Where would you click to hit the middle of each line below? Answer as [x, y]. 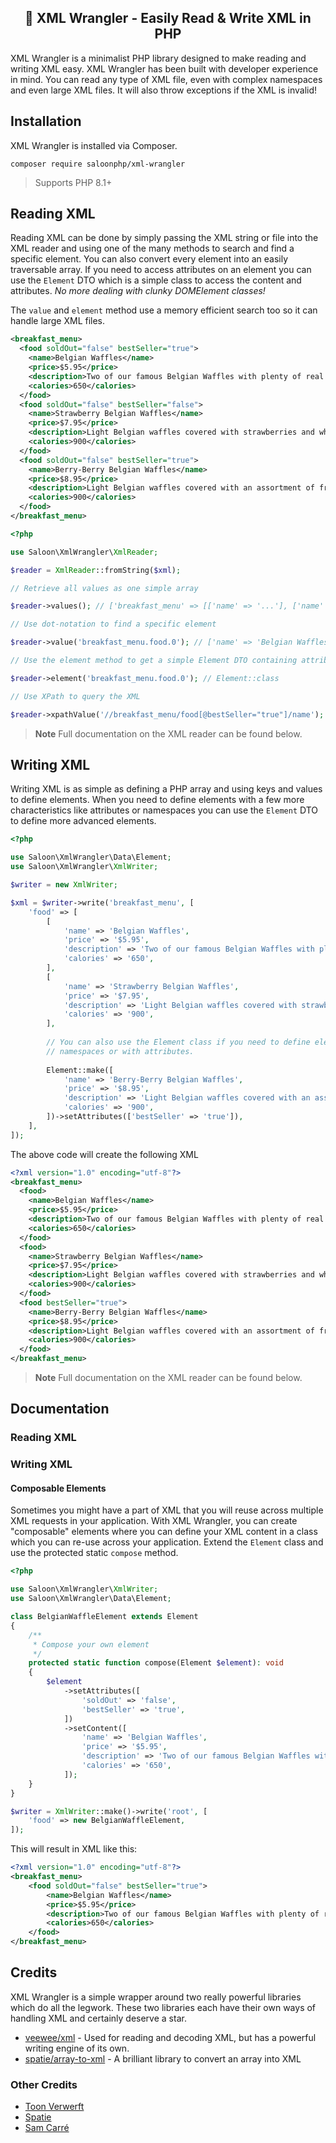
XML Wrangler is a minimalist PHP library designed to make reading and [158, 58]
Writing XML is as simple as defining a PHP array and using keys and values [166, 789]
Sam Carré [47, 2128]
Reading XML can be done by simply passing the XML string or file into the [164, 238]
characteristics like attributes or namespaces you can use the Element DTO [164, 810]
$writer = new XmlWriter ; [64, 885]
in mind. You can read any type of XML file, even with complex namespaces [166, 79]
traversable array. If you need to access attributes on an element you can [161, 270]
